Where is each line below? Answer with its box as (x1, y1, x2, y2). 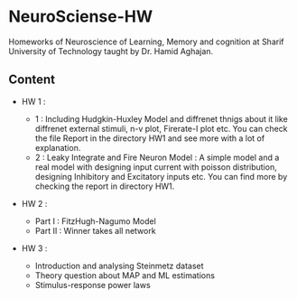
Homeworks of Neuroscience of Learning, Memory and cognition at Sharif (8, 36, 284, 47)
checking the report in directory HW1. (34, 181, 175, 192)
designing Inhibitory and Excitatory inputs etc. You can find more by (34, 171, 288, 182)
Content (8, 72, 56, 88)
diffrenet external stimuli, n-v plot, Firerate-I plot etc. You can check (34, 123, 288, 134)
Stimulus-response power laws (34, 279, 151, 290)
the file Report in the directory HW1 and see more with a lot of (34, 133, 265, 144)
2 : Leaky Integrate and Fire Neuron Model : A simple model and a (34, 152, 280, 163)
